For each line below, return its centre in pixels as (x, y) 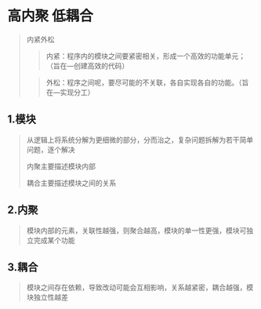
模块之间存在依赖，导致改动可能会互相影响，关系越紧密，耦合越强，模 (140, 288)
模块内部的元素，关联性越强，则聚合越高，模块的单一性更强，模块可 (136, 230)
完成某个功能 (54, 240)
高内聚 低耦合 (50, 16)
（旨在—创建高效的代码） (87, 65)
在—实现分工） (70, 92)
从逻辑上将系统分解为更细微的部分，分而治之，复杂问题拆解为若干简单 (140, 140)
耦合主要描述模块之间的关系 (71, 183)
